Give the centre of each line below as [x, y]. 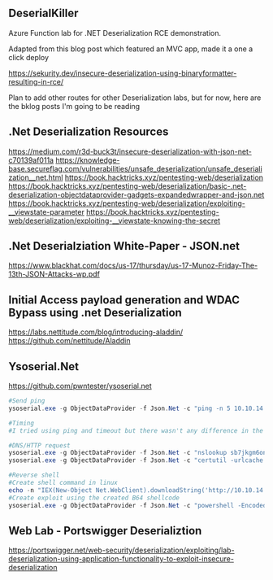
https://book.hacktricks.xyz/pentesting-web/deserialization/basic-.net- [128, 185]
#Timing [22, 423]
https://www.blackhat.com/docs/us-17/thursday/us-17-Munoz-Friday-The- [133, 266]
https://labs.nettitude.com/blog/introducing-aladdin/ [96, 332]
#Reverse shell [34, 475]
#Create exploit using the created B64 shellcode [94, 498]
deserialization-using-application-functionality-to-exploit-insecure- [121, 559]
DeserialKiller [43, 13]
